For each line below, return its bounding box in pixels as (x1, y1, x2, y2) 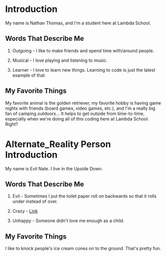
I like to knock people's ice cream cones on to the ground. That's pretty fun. (5, 246, 161, 252)
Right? (5, 121, 18, 127)
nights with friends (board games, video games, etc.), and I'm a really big (5, 105, 156, 111)
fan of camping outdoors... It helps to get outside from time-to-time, (5, 111, 145, 117)
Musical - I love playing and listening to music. (12, 57, 108, 63)
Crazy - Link (12, 208, 38, 214)
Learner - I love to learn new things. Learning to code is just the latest (12, 67, 156, 73)
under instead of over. (12, 198, 58, 205)
